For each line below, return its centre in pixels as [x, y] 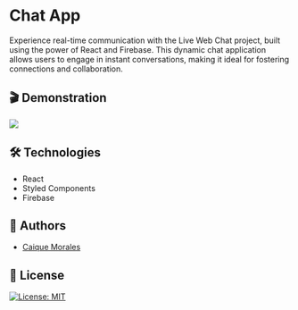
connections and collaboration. [66, 69]
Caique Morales [51, 247]
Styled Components [59, 188]
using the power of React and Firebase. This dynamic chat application [138, 49]
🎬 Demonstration [58, 98]
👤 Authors [38, 226]
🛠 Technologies [55, 153]
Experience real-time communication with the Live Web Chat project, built [145, 40]
